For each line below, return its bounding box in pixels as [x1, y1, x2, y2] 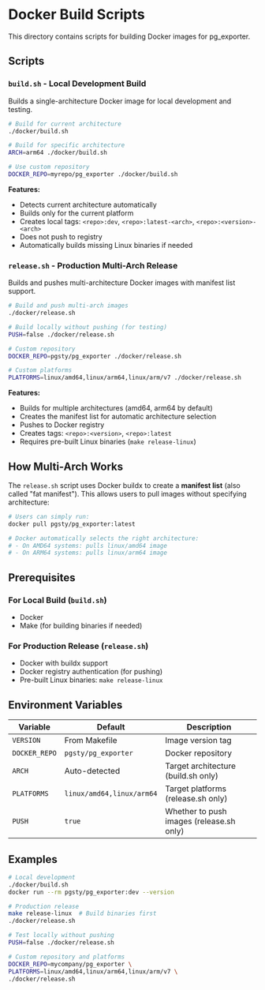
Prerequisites [8, 571, 76, 584]
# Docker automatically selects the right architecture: [8, 534, 200, 542]
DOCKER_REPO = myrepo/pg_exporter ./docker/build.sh [8, 171, 178, 178]
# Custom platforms [8, 366, 73, 374]
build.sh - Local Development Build [8, 78, 147, 89]
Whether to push [165, 806, 227, 817]
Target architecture [165, 760, 237, 771]
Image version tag [165, 735, 232, 746]
